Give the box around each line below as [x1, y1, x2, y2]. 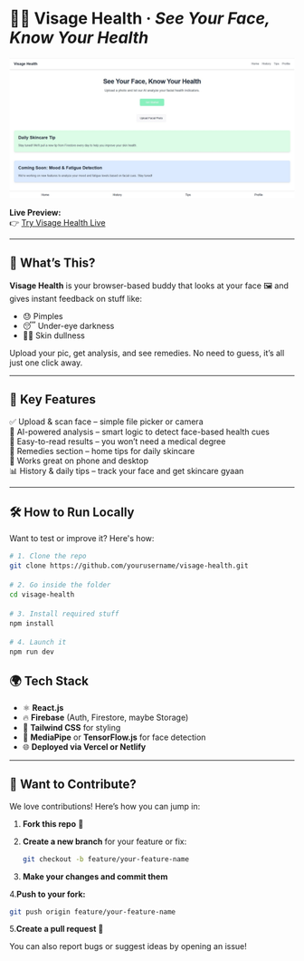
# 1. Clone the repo [9, 552, 88, 561]
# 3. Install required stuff [9, 609, 119, 618]
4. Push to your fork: [9, 888, 86, 899]
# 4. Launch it [9, 638, 67, 647]
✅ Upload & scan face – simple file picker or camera [9, 416, 204, 427]
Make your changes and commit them [22, 870, 168, 882]
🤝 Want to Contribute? [9, 777, 138, 792]
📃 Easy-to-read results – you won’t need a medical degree [9, 435, 226, 447]
